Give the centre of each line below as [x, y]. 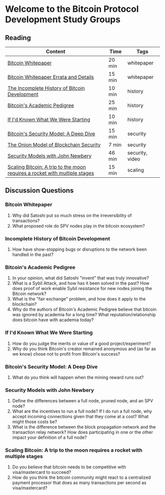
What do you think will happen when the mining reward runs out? [78, 377]
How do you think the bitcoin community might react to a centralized [82, 478]
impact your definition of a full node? [49, 437]
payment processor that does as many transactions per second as [79, 483]
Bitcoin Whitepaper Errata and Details [51, 77]
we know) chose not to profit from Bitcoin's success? [66, 354]
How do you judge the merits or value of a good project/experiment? [82, 343]
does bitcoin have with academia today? [53, 320]
